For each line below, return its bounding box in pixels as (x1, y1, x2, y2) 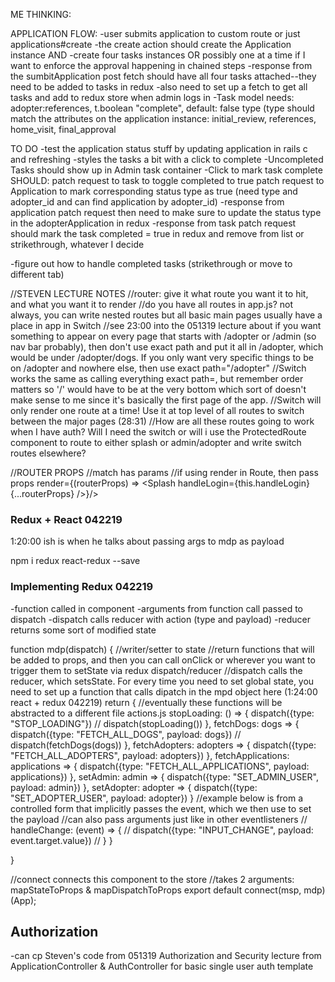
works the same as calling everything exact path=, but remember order (10, 373, 304, 384)
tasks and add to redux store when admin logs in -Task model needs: (10, 92, 295, 103)
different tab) (10, 269, 65, 280)
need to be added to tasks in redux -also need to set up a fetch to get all (10, 81, 308, 93)
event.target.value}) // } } (10, 834, 113, 846)
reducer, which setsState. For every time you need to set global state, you (10, 675, 315, 687)
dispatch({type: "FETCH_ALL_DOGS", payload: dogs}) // (10, 728, 242, 740)
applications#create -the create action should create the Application (10, 39, 292, 50)
